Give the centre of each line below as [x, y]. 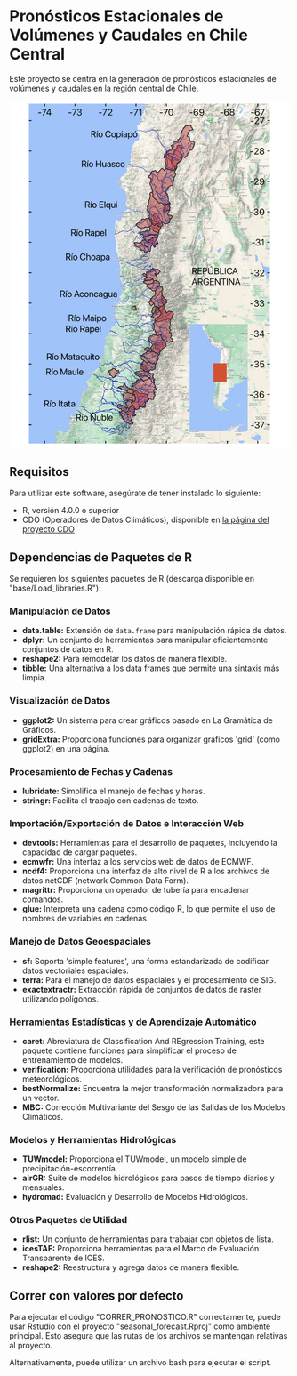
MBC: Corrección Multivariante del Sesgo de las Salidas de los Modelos [154, 1107]
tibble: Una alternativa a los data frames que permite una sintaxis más [151, 668]
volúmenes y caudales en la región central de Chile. [104, 88]
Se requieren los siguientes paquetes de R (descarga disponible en [132, 579]
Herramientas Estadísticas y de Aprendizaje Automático [133, 1022]
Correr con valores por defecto [96, 1296]
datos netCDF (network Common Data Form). [105, 881]
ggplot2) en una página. [66, 748]
